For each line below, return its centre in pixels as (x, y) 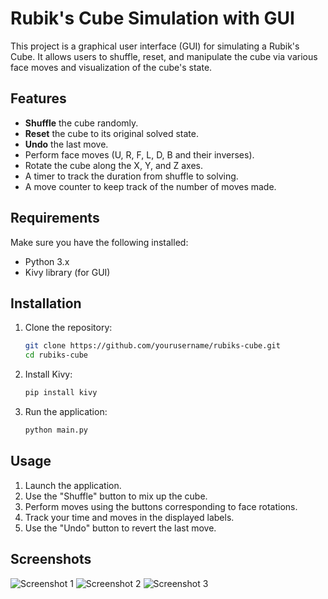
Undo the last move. (66, 144)
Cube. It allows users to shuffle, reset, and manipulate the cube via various (164, 56)
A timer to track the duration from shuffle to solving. (131, 176)
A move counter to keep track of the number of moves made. (150, 186)
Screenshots (51, 559)
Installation (46, 303)
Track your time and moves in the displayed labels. (129, 517)
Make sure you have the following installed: (99, 242)
